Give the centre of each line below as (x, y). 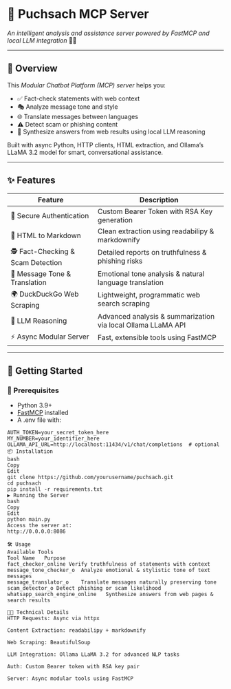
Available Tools (30, 552)
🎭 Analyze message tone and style (67, 107)
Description (159, 200)
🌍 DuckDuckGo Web (45, 294)
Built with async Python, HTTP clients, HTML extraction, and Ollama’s (106, 145)
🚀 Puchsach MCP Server (78, 14)
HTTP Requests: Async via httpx (53, 619)
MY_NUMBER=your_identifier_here (53, 439)
